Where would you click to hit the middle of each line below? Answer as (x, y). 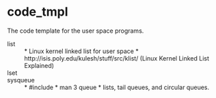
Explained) (39, 65)
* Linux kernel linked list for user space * (81, 51)
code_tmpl (38, 12)
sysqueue (21, 80)
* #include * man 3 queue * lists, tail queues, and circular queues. (117, 87)
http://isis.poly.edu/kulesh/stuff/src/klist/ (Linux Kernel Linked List (117, 58)
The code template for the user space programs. (76, 31)
